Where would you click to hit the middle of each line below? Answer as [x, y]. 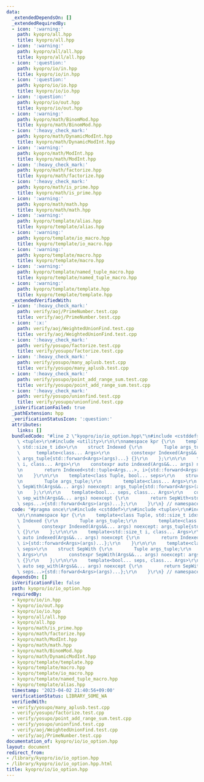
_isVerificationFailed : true [49, 408]
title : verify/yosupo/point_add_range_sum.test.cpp [84, 385]
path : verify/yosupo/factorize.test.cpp [69, 345]
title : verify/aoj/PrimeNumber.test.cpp [69, 317]
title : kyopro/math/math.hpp [54, 210]
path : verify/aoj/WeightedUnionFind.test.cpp [76, 328]
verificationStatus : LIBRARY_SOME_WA [59, 696]
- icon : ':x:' [29, 323]
